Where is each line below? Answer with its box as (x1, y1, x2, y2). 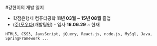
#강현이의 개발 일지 (5, 5, 44, 10)
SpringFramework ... (5, 36, 50, 41)
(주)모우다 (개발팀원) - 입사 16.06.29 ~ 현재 (12, 22, 100, 27)
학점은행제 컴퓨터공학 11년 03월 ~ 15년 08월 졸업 (12, 15, 111, 21)
